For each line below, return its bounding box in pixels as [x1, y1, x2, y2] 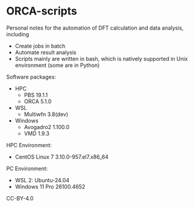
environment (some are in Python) [14, 62, 100, 69]
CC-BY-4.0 [6, 194, 34, 202]
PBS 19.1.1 [23, 91, 48, 98]
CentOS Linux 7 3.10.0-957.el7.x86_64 [14, 153, 109, 161]
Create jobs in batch [14, 42, 66, 49]
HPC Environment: [6, 141, 52, 148]
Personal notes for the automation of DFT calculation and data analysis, [6, 24, 184, 31]
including [6, 30, 30, 37]
